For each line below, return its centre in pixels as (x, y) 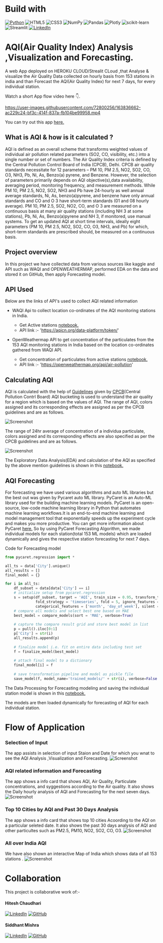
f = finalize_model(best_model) (46, 652)
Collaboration (33, 879)
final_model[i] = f (33, 665)
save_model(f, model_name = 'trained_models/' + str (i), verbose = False (86, 679)
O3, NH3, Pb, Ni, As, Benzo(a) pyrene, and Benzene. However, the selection (81, 175)
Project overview (31, 252)
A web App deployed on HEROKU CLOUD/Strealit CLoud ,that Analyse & (77, 71)
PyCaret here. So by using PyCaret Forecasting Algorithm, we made (73, 528)
